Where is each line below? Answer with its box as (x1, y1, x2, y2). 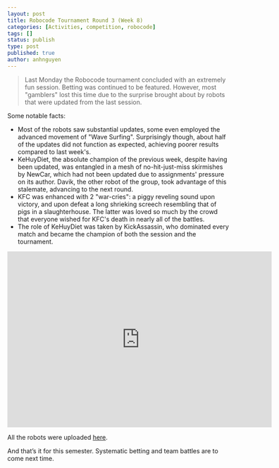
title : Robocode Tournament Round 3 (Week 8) (7, 17, 143, 24)
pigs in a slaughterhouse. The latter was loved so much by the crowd (17, 207, 218, 215)
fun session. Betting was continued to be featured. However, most (24, 82, 217, 91)
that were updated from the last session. (24, 98, 142, 106)
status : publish (7, 37, 55, 44)
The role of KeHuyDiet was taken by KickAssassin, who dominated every (17, 222, 229, 231)
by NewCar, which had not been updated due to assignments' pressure (17, 170, 225, 178)
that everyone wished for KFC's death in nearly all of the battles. (17, 215, 205, 223)
